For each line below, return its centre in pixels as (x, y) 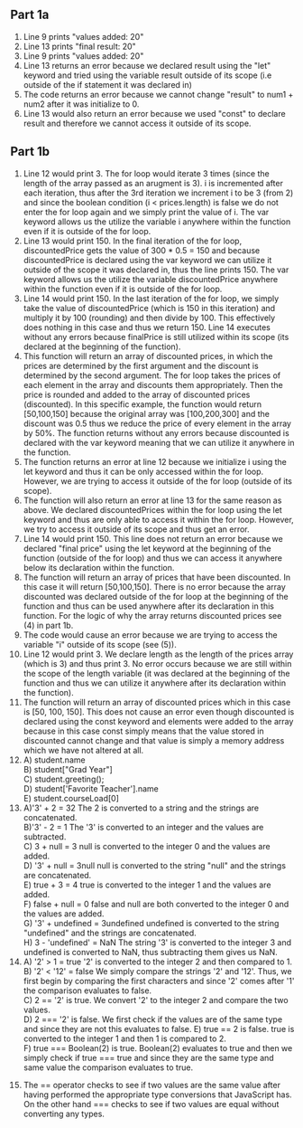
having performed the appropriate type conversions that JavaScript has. (157, 1095)
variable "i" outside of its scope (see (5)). (100, 644)
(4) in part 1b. (48, 625)
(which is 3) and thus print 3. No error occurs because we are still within (157, 663)
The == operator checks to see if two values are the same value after (151, 1085)
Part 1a (30, 15)
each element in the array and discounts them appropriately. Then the (153, 384)
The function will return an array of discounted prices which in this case (157, 702)
